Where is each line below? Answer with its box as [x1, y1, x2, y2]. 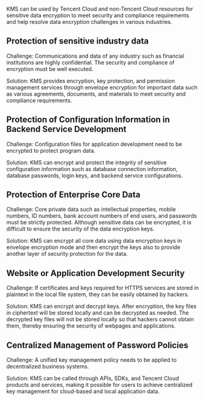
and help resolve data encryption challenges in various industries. [6, 18, 173, 25]
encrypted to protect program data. [6, 147, 96, 154]
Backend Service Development [6, 124, 127, 134]
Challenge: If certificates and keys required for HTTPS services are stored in [6, 285, 199, 292]
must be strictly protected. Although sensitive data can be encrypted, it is [6, 219, 192, 226]
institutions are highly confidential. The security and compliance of [6, 58, 175, 66]
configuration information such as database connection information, [6, 165, 178, 172]
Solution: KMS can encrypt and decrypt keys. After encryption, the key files [6, 303, 197, 310]
